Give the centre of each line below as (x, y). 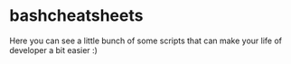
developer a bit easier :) (53, 50)
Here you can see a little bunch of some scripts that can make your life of (146, 41)
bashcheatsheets (76, 16)
